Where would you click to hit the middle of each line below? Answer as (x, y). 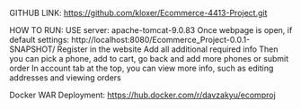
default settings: (40, 40)
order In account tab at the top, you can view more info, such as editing (142, 68)
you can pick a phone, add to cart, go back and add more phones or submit (149, 59)
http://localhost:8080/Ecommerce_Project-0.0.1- (161, 40)
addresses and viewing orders (65, 78)
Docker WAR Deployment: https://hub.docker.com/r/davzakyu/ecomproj (142, 95)
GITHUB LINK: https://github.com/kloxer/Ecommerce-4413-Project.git (138, 13)
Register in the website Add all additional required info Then (168, 49)
